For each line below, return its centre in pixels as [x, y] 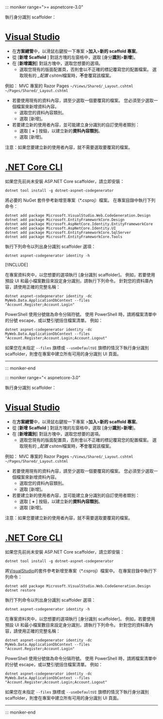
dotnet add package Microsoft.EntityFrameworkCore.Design [65, 220]
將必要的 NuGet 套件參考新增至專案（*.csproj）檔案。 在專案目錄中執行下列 [80, 200]
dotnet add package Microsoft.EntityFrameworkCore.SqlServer [68, 232]
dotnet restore [20, 590]
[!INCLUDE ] [16, 264]
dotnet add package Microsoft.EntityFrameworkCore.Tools [64, 237]
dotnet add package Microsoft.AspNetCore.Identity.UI [61, 228]
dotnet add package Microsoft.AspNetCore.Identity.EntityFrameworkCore [79, 224]
